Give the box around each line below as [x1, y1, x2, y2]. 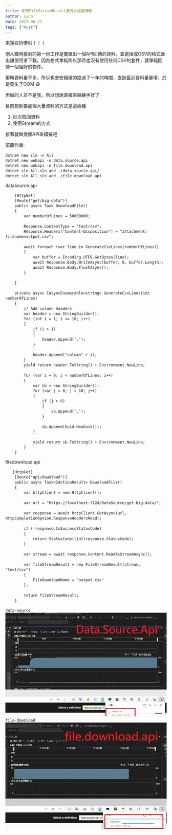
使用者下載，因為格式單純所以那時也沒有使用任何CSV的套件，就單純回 [14, 57, 163, 64]
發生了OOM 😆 [9, 81, 40, 87]
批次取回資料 [12, 114, 40, 120]
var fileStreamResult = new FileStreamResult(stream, [24, 562, 141, 567]
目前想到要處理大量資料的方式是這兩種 [5, 103, 86, 109]
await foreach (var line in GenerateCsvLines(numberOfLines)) [24, 245, 159, 250]
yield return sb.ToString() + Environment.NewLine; [32, 440, 145, 445]
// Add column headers [24, 306, 72, 311]
